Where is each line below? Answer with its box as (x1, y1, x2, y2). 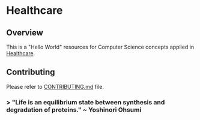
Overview (6, 28, 44, 38)
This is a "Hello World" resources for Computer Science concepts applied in (6, 43, 195, 50)
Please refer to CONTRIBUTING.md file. (6, 83, 104, 90)
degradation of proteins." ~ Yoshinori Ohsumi (6, 106, 142, 114)
